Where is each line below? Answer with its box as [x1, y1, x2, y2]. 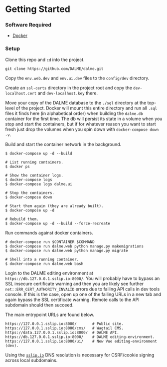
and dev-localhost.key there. [37, 90, 98, 96]
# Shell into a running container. [5, 256, 79, 262]
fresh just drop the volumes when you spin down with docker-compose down [5, 126, 159, 132]
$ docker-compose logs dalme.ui [5, 181, 72, 186]
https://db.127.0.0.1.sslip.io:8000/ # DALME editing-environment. [5, 334, 155, 339]
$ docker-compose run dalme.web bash [5, 261, 84, 266]
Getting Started [5, 3, 71, 15]
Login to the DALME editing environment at [5, 270, 94, 276]
